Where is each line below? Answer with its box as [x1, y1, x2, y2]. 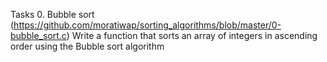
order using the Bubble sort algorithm [10, 40, 165, 52]
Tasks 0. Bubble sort [10, 9, 95, 20]
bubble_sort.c [10, 30, 67, 41]
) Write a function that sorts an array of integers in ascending [66, 30, 318, 41]
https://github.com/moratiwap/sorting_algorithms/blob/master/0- [13, 19, 282, 31]
